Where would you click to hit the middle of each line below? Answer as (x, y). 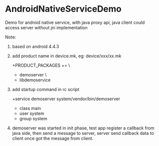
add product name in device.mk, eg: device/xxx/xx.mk (67, 56)
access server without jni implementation (46, 27)
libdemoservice (35, 80)
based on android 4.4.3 (36, 46)
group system (33, 118)
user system (32, 113)
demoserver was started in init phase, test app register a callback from (83, 128)
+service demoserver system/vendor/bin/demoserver (66, 99)
